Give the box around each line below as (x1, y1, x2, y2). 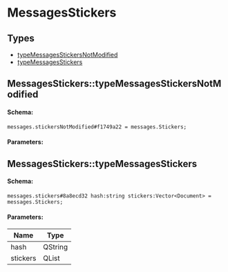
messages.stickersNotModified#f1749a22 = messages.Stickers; (7, 123, 187, 130)
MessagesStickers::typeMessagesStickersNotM (7, 78, 222, 90)
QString (42, 242, 68, 251)
